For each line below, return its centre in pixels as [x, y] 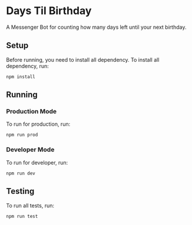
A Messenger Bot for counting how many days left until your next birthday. [96, 27]
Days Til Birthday [49, 11]
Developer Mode [30, 150]
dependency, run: [27, 66]
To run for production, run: [38, 124]
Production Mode [32, 112]
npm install [21, 77]
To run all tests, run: [30, 205]
